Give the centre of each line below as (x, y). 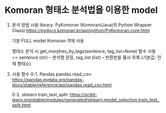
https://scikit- (83, 94)
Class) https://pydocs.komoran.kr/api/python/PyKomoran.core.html (81, 30)
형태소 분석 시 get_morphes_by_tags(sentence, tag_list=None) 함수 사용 (84, 51)
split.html (21, 105)
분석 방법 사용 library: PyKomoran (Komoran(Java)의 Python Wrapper (82, 25)
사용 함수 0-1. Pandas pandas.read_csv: (52, 74)
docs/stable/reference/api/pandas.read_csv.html (62, 85)
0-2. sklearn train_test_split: (40, 94)
